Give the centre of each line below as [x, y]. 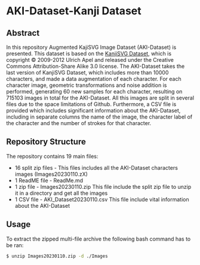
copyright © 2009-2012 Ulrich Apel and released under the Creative [90, 60]
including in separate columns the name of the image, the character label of [99, 117]
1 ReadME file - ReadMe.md [49, 180]
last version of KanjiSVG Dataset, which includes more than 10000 [87, 72]
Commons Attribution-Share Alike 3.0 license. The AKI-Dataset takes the [96, 66]
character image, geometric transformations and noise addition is [87, 85]
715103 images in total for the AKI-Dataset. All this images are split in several [100, 98]
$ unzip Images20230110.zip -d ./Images [57, 256]
